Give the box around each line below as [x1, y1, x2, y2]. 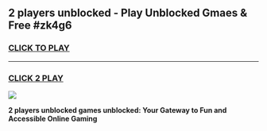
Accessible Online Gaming [8, 114, 98, 123]
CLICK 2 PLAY [8, 72, 64, 83]
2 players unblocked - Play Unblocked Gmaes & [8, 6, 248, 20]
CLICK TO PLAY [8, 43, 70, 54]
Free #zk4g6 [8, 19, 72, 33]
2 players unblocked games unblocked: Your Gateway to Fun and [8, 105, 227, 114]
